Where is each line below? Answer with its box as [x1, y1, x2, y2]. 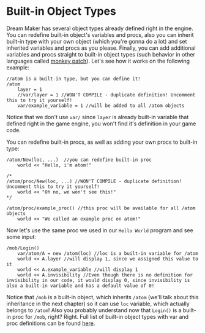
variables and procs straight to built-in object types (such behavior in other [6, 50, 196, 58]
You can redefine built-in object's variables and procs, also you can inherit [6, 31, 194, 38]
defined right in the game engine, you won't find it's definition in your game [6, 120, 196, 127]
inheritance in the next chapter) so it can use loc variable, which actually [6, 300, 190, 307]
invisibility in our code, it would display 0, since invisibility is [6, 277, 190, 283]
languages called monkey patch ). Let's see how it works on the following [6, 57, 190, 65]
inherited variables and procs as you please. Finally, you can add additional [6, 44, 196, 52]
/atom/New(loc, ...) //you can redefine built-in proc [6, 157, 152, 163]
